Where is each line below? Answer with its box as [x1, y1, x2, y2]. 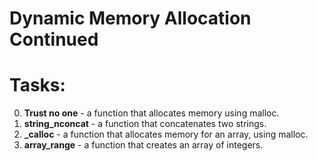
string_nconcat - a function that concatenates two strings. [23, 118, 267, 130]
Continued [9, 28, 99, 51]
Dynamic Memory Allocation [9, 7, 252, 30]
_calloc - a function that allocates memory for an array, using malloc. [23, 128, 309, 141]
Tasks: [9, 74, 66, 97]
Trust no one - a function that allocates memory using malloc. [23, 107, 280, 119]
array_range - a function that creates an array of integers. [23, 139, 264, 151]
